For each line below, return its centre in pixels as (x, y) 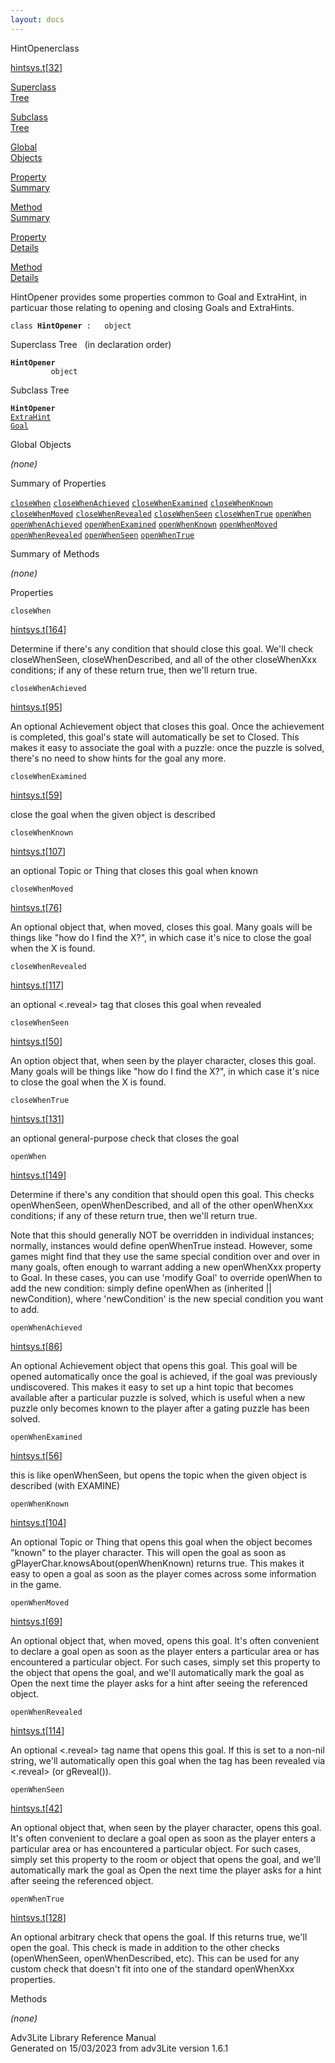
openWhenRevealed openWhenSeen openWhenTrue (102, 535)
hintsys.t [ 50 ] (36, 1041)
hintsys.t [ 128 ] (38, 1917)
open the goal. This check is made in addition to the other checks (145, 1947)
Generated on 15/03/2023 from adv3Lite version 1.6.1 (119, 2048)
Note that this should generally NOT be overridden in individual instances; (162, 1235)
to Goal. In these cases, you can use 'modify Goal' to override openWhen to (166, 1277)
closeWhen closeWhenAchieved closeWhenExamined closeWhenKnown (141, 503)
